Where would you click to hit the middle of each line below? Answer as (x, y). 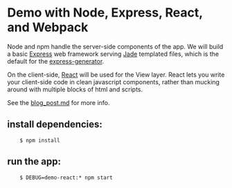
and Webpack (48, 27)
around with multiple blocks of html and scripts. (75, 89)
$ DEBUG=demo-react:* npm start (66, 178)
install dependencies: (55, 125)
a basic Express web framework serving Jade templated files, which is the (113, 54)
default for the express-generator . (56, 61)
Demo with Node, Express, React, (105, 13)
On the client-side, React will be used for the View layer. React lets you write (116, 75)
